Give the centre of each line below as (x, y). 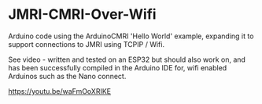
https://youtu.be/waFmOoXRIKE (60, 91)
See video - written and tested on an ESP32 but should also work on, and (127, 59)
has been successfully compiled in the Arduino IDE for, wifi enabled (118, 67)
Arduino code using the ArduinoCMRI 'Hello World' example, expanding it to (131, 36)
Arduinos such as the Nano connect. (67, 76)
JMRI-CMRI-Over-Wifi (82, 14)
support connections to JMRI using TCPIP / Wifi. (87, 44)
